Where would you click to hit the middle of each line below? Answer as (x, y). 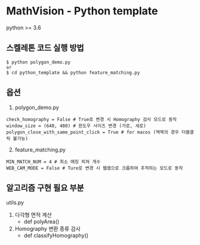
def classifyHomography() (56, 235)
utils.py (15, 202)
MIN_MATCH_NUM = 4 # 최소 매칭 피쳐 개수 (53, 162)
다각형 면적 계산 (33, 215)
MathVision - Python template (82, 11)
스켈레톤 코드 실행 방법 (45, 48)
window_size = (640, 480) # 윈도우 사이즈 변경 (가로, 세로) (76, 126)
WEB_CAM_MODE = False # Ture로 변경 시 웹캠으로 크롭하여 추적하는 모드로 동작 (95, 168)
